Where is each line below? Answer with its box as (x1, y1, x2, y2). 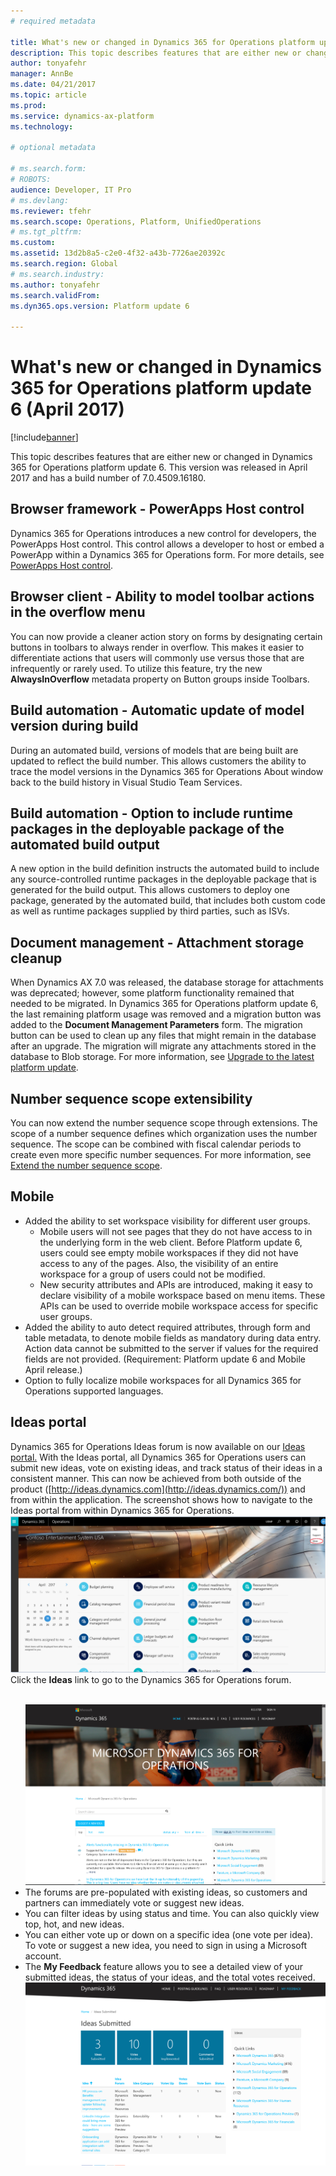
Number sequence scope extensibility (10, 1090, 253, 1107)
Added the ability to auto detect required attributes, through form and (24, 1321, 311, 1333)
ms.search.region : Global (10, 259, 118, 269)
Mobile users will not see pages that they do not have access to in (39, 1225, 313, 1237)
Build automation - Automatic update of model (10, 702, 305, 719)
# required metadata (10, 16, 97, 26)
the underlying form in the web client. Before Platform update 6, (39, 1236, 303, 1248)
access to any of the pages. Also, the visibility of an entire (39, 1257, 279, 1269)
